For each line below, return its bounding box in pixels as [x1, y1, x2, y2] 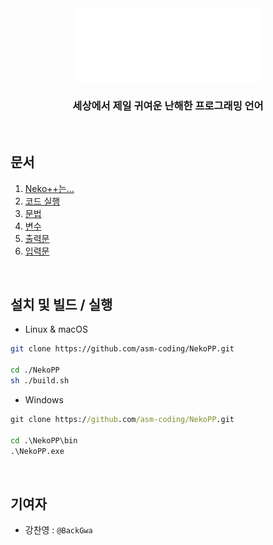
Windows [24, 393, 64, 406]
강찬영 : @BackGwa [24, 524, 93, 536]
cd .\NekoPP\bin [10, 435, 78, 446]
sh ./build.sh [10, 376, 70, 386]
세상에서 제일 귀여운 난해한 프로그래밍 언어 [72, 99, 264, 113]
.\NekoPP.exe [10, 446, 65, 456]
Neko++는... [24, 182, 75, 194]
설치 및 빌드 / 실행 [10, 297, 113, 314]
